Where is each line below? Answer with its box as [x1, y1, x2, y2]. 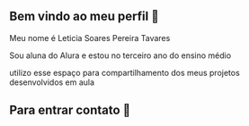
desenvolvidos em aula [9, 77, 95, 88]
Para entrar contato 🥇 [9, 103, 131, 118]
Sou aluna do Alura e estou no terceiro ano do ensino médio [9, 50, 232, 61]
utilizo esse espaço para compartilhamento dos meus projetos [9, 67, 240, 78]
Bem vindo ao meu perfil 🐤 [9, 9, 160, 24]
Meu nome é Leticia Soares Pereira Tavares [9, 32, 171, 43]
